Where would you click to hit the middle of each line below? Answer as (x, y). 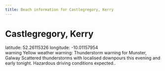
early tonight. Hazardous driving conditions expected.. (61, 63)
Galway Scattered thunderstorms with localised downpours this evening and (83, 58)
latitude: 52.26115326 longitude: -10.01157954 (52, 47)
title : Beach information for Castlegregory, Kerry (59, 10)
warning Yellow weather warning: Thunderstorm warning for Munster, (76, 52)
